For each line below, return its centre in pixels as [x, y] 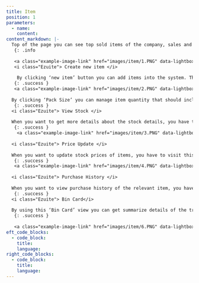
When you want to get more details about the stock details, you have [100, 122]
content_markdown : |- [33, 39]
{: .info [25, 50]
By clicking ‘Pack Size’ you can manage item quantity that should [97, 100]
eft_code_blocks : [28, 232]
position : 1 [21, 17]
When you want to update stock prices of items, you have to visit [97, 155]
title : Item [21, 12]
